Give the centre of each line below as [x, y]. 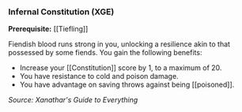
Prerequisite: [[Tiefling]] [48, 29]
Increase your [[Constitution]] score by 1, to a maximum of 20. [121, 68]
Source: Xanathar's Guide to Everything [73, 100]
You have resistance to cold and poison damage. [99, 77]
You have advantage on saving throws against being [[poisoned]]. [127, 84]
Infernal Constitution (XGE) [61, 12]
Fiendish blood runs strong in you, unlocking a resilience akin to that [119, 44]
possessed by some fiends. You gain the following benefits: [105, 53]
